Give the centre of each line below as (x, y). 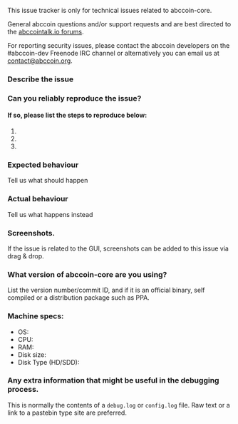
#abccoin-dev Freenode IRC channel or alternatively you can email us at (113, 53)
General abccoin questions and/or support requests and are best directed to (119, 24)
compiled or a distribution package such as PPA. (78, 298)
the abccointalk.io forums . (46, 32)
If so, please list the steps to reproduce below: (77, 115)
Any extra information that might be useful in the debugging (113, 380)
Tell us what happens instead (50, 214)
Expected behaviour (43, 165)
